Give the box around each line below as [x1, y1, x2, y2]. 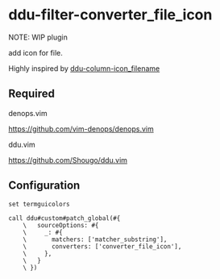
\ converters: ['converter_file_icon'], [23, 242, 182, 251]
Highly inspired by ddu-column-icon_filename [8, 63, 160, 73]
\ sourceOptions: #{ [23, 221, 99, 229]
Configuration [8, 179, 81, 193]
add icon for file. [8, 48, 63, 57]
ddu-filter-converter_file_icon [8, 6, 213, 24]
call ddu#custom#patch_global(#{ [8, 214, 121, 223]
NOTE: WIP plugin [8, 32, 68, 42]
